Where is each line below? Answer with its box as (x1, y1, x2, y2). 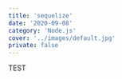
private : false (8, 41, 59, 49)
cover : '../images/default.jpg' (8, 34, 116, 42)
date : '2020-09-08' (8, 19, 73, 27)
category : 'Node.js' (8, 26, 77, 34)
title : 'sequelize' (8, 11, 73, 20)
